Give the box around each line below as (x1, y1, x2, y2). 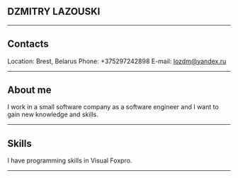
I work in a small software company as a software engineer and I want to (7, 103, 220, 111)
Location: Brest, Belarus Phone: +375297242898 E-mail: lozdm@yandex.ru (7, 57, 227, 65)
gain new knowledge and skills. (7, 110, 99, 119)
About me (7, 84, 52, 96)
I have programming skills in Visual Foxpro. (7, 156, 132, 165)
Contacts (7, 38, 50, 50)
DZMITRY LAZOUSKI (7, 6, 101, 18)
